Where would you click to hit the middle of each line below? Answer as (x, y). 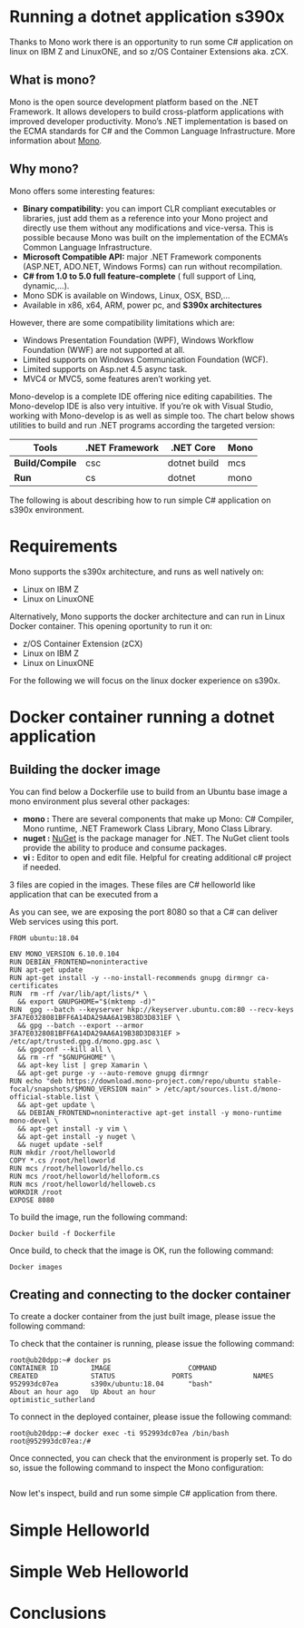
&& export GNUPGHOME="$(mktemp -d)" (87, 1001)
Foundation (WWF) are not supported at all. (103, 349)
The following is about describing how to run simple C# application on (140, 500)
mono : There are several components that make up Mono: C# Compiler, (158, 819)
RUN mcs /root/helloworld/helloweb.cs (83, 1184)
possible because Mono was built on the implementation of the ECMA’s (155, 237)
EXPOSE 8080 (32, 1200)
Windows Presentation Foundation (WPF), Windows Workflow (138, 340)
